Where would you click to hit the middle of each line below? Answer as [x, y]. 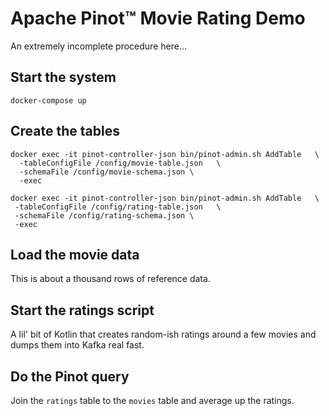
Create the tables [65, 131]
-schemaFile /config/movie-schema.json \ [107, 172]
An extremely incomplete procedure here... [98, 46]
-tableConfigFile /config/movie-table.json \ [120, 163]
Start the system [63, 77]
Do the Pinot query [70, 376]
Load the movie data [75, 254]
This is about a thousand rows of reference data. [110, 279]
